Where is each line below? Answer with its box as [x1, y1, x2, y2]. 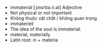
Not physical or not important [10, 10, 72, 16]
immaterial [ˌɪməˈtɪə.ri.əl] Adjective [10, 5, 82, 10]
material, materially [10, 32, 50, 37]
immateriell [10, 20, 34, 27]
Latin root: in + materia [10, 37, 58, 43]
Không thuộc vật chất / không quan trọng [10, 15, 97, 21]
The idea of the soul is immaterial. [10, 26, 82, 32]
